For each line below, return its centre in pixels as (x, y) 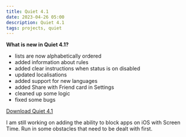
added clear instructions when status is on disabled (77, 69)
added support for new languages (56, 81)
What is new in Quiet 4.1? (37, 45)
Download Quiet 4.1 (30, 111)
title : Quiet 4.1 (27, 11)
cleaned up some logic (42, 93)
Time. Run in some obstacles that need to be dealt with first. (79, 129)
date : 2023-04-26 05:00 (35, 17)
